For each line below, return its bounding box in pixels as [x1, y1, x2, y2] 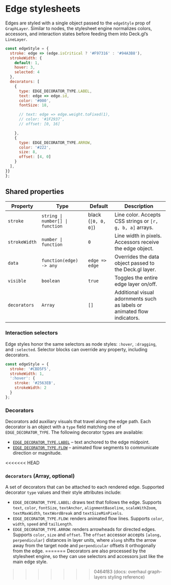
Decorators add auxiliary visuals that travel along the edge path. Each [5, 419, 151, 425]
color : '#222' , [18, 145, 51, 150]
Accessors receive [114, 238, 159, 245]
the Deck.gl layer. [114, 266, 156, 273]
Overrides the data [114, 253, 159, 260]
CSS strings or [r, [114, 217, 159, 225]
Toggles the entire [114, 274, 158, 281]
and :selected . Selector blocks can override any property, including [5, 346, 148, 352]
